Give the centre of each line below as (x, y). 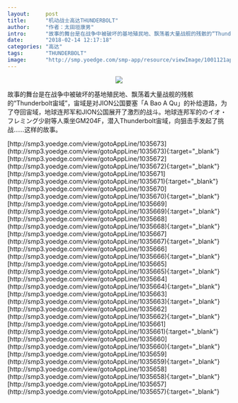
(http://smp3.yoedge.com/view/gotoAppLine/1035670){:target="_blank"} (114, 196)
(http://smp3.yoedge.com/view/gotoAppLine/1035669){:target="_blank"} (114, 211)
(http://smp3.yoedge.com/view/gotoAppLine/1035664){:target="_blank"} (114, 286)
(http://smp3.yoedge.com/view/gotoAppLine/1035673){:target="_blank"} (114, 151)
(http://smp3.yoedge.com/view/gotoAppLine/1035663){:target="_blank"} (114, 301)
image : (17, 60)
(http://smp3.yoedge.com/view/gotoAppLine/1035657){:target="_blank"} (113, 391)
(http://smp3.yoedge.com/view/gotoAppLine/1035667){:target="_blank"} (114, 241)
